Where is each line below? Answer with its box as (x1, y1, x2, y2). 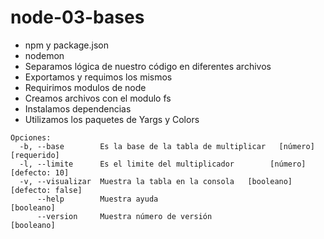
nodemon (24, 49, 65, 61)
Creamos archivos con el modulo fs (24, 92, 172, 104)
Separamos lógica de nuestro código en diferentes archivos (24, 60, 272, 72)
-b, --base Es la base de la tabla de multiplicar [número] (19, 141, 315, 151)
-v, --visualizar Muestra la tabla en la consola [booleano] (19, 176, 293, 186)
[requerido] (10, 150, 60, 160)
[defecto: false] (10, 185, 83, 195)
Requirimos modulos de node (24, 81, 147, 93)
